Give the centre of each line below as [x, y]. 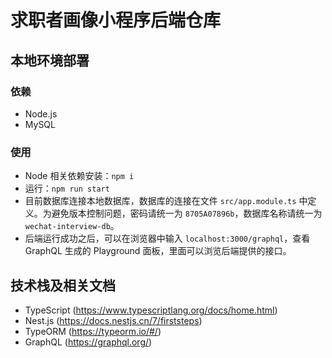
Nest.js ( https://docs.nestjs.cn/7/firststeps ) [113, 320]
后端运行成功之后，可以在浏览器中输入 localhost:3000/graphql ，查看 [167, 238]
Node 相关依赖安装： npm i [79, 176]
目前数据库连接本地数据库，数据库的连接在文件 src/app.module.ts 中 [166, 201]
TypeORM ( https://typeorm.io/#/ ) [93, 331]
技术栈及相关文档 [63, 285]
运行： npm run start [67, 188]
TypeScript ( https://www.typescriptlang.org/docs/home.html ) [151, 310]
